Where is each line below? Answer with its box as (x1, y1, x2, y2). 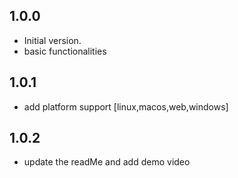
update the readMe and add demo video (23, 156, 191, 168)
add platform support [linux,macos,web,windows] (23, 100, 229, 113)
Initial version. (23, 34, 82, 46)
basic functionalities (23, 45, 107, 57)
